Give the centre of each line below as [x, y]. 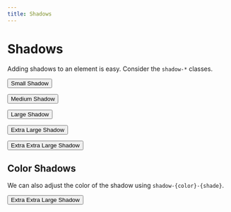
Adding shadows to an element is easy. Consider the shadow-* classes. [110, 69]
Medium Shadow [33, 99]
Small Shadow [30, 83]
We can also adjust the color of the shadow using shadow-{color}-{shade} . [116, 186]
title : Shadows [30, 14]
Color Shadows [42, 168]
